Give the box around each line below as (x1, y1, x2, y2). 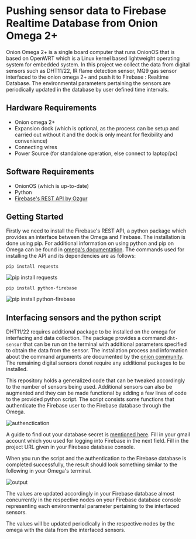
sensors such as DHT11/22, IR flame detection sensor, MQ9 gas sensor (6, 67, 177, 74)
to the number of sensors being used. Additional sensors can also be (6, 383, 173, 390)
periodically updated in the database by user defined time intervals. (6, 86, 169, 93)
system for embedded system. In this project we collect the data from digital (6, 60, 190, 68)
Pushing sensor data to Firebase (6, 4, 167, 18)
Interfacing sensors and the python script (6, 312, 161, 322)
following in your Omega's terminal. (6, 467, 92, 474)
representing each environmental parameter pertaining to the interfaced (6, 503, 180, 510)
